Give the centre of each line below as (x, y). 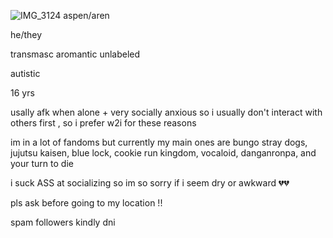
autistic (25, 73)
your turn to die (42, 163)
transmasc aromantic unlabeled (75, 54)
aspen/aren (86, 15)
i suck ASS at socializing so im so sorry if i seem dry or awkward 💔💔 (150, 183)
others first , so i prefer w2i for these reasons (103, 123)
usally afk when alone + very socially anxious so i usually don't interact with (166, 112)
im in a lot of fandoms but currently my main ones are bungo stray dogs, (159, 142)
